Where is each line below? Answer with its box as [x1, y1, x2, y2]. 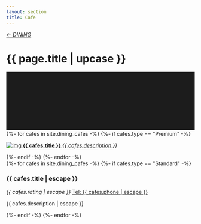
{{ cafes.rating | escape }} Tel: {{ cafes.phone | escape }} [6, 188, 148, 195]
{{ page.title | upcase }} [6, 52, 127, 65]
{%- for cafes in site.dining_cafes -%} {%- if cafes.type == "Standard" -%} [6, 160, 191, 167]
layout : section [6, 8, 47, 15]
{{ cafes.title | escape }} [6, 175, 78, 183]
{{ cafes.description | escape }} [6, 199, 84, 207]
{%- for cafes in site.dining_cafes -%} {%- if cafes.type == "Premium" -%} [6, 130, 191, 137]
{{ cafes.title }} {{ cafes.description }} [23, 142, 118, 149]
